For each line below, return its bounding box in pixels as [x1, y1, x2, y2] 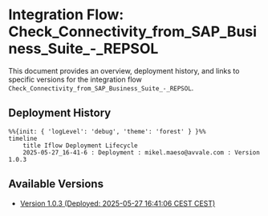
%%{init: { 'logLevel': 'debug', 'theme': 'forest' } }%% [8, 127, 206, 135]
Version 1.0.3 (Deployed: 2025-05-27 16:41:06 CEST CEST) [19, 198, 216, 208]
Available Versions [8, 178, 104, 191]
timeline [8, 134, 38, 142]
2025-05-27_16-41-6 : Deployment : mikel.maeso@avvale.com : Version [22, 148, 261, 157]
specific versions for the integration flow [8, 74, 142, 84]
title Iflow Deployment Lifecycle [22, 142, 138, 150]
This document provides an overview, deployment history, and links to [8, 66, 240, 75]
